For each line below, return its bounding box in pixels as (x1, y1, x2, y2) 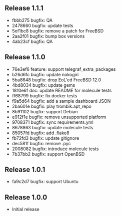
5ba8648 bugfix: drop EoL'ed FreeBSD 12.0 (11, 77, 101, 83)
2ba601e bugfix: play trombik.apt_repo (11, 103, 92, 109)
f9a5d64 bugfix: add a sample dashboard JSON (11, 98, 111, 104)
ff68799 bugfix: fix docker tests (11, 92, 77, 99)
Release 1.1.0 (4, 53, 45, 61)
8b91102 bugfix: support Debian (11, 108, 78, 114)
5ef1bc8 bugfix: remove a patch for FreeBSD (11, 27, 104, 34)
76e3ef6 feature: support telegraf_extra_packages (11, 66, 116, 72)
